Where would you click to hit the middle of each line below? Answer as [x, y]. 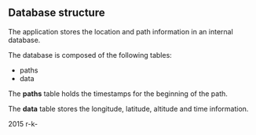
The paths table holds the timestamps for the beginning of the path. [118, 94]
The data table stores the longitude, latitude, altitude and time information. [128, 108]
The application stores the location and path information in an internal [121, 31]
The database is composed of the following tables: [90, 55]
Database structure [57, 13]
